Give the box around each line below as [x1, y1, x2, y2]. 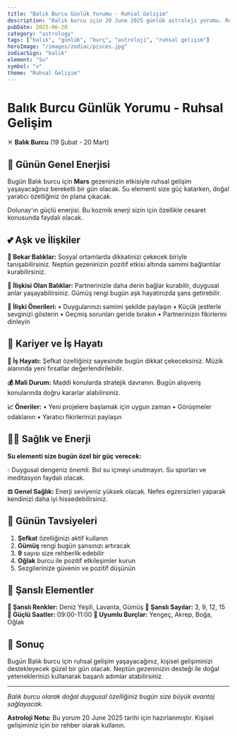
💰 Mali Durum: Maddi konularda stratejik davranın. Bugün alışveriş [7, 378, 202, 387]
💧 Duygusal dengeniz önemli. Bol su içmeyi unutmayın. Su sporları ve [7, 465, 207, 473]
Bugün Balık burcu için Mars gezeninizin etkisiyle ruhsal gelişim [7, 177, 192, 186]
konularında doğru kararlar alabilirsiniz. [7, 388, 121, 397]
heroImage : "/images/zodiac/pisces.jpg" [7, 43, 128, 50]
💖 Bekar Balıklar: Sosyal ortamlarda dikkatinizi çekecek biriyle [7, 253, 188, 261]
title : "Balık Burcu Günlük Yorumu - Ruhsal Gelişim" [7, 10, 169, 18]
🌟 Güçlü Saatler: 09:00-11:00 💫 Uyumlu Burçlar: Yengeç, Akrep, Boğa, [7, 610, 213, 619]
